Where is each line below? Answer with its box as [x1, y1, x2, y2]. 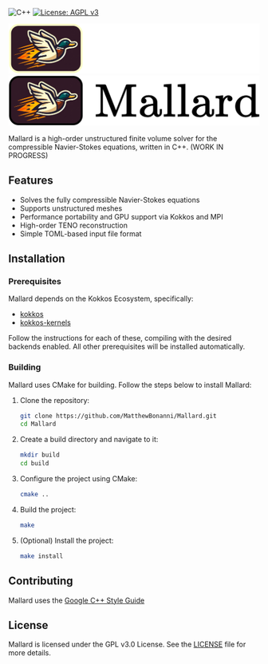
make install [19, 551, 64, 560]
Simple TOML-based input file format [19, 228, 142, 239]
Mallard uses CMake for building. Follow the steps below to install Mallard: [8, 380, 252, 389]
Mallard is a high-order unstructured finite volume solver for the [8, 133, 218, 143]
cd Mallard [19, 420, 57, 429]
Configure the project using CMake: [19, 474, 138, 484]
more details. [8, 648, 52, 658]
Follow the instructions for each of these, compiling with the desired [8, 334, 232, 343]
